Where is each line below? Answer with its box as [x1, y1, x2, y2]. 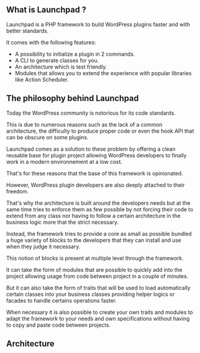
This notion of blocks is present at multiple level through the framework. [6, 255, 184, 262]
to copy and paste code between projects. [6, 321, 111, 328]
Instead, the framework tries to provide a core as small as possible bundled [6, 230, 192, 237]
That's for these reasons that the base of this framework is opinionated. [6, 169, 183, 176]
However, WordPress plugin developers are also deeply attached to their [6, 181, 185, 189]
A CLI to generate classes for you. [14, 56, 99, 64]
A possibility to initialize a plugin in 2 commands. [14, 50, 135, 58]
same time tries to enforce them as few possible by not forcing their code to [6, 205, 193, 213]
